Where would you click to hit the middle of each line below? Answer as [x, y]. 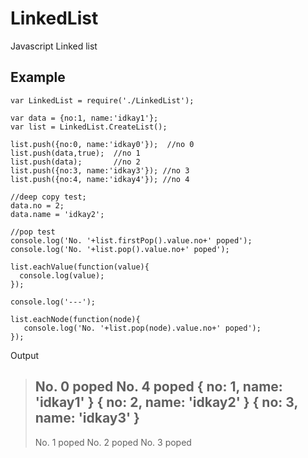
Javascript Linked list [54, 46]
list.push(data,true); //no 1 [75, 153]
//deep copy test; [48, 197]
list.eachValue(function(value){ [80, 267]
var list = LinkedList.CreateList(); [89, 127]
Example [38, 77]
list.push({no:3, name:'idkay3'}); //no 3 [100, 170]
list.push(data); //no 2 [75, 162]
